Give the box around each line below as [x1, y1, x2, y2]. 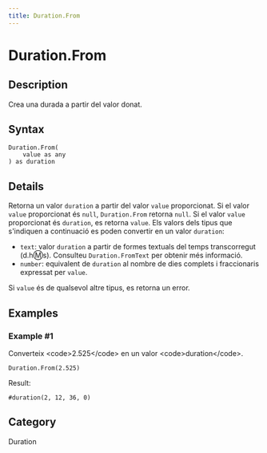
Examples [8, 306, 58, 320]
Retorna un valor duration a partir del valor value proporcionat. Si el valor [8, 201, 250, 211]
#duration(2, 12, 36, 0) [8, 394, 91, 402]
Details [8, 180, 44, 193]
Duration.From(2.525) [8, 364, 81, 372]
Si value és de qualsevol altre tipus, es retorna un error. [8, 283, 190, 293]
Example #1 [8, 330, 54, 342]
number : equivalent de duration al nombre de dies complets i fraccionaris [19, 259, 260, 269]
